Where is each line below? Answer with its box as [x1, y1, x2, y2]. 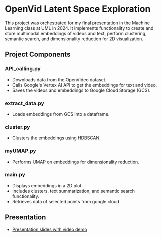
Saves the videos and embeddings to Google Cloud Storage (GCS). [12, 87, 151, 93]
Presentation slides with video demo [12, 226, 87, 232]
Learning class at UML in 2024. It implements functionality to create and [5, 25, 154, 31]
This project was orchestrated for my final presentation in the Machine [5, 20, 150, 26]
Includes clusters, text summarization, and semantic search [12, 188, 135, 194]
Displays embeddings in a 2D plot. [12, 182, 83, 188]
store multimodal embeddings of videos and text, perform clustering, [5, 30, 147, 36]
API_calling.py [5, 65, 41, 72]
